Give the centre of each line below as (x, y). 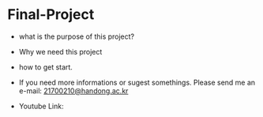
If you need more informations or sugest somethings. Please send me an (137, 82)
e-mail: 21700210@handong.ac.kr (73, 91)
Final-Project (51, 15)
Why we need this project (60, 51)
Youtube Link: (41, 106)
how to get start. (45, 67)
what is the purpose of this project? (77, 36)
